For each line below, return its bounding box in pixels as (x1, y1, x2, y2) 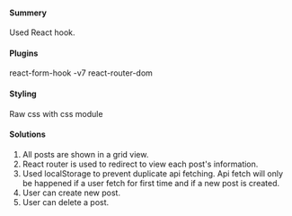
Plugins (9, 48, 39, 58)
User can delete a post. (22, 196, 110, 207)
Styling (9, 88, 38, 99)
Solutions (9, 129, 47, 139)
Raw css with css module (9, 108, 103, 119)
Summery (9, 7, 48, 18)
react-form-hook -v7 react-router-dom (9, 67, 153, 78)
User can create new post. (22, 187, 121, 198)
